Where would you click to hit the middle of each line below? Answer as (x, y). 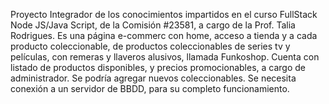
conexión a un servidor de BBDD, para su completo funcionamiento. (150, 88)
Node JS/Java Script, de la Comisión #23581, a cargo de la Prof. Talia (153, 25)
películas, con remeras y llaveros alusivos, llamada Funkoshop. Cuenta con (165, 57)
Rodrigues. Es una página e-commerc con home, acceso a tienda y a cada (164, 35)
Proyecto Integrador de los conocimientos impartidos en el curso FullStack (164, 14)
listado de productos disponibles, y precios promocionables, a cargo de (158, 67)
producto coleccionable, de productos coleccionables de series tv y (150, 46)
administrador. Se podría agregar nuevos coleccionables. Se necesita (153, 78)
